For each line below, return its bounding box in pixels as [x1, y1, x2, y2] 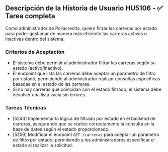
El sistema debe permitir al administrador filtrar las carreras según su [12, 60, 156, 66]
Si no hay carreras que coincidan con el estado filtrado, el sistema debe [12, 86, 162, 92]
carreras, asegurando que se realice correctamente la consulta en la [12, 121, 155, 127]
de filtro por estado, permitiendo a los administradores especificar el [12, 137, 155, 143]
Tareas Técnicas [5, 104, 46, 111]
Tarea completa [5, 12, 55, 21]
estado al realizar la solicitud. [12, 142, 73, 148]
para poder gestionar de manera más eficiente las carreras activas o [5, 30, 147, 37]
